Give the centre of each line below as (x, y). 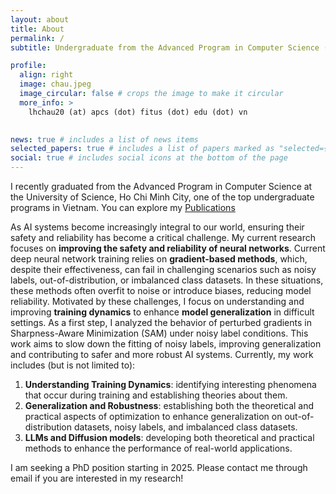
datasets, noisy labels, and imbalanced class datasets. (185, 427)
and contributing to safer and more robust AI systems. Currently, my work (162, 354)
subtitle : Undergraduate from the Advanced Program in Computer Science (165, 47)
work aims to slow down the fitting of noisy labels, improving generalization (166, 344)
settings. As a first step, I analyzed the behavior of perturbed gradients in (161, 322)
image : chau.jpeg (55, 84)
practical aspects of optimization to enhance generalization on (153, 416)
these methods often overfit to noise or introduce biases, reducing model (161, 290)
